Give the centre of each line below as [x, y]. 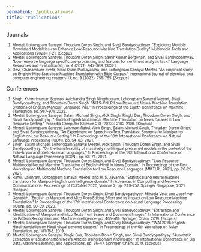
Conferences [22, 88]
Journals [17, 34]
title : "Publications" [34, 17]
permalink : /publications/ [40, 12]
